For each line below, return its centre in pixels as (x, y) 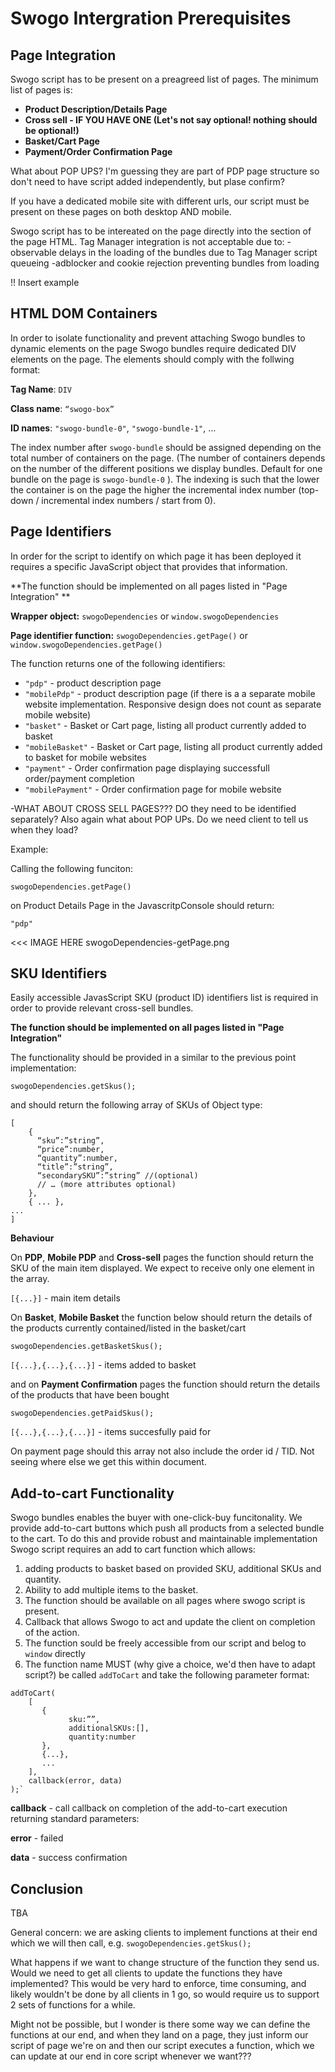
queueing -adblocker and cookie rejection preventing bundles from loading (165, 263)
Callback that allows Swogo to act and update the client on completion (170, 1622)
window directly (55, 1654)
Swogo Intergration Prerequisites (151, 18)
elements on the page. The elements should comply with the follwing (152, 359)
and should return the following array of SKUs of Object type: (136, 1105)
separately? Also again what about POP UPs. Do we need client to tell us (159, 819)
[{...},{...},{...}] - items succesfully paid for (111, 1432)
